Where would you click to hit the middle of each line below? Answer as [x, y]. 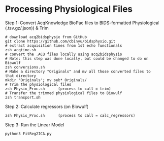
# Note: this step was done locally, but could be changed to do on [77, 58]
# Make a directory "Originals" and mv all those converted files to [78, 71]
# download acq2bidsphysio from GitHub [46, 37]
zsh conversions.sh [25, 67]
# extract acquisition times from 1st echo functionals [64, 45]
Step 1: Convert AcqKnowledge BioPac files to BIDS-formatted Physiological [82, 23]
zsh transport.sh [23, 97]
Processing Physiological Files [69, 9]
